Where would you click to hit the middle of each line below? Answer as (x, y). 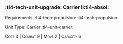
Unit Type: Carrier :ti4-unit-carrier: (39, 27)
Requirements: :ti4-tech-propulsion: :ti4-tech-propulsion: (62, 18)
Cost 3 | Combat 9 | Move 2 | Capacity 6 (43, 37)
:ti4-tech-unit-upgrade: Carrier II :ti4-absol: (57, 7)
